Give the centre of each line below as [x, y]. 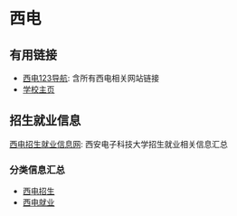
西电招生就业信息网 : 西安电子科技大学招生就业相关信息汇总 [118, 144]
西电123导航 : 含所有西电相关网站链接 [91, 78]
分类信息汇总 [38, 170]
